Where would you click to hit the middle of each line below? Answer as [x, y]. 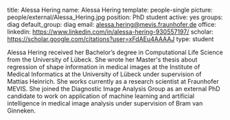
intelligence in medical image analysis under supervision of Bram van [105, 103]
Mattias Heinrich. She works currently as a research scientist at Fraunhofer [113, 81]
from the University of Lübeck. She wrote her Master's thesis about [102, 60]
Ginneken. [22, 110]
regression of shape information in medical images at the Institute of [104, 67]
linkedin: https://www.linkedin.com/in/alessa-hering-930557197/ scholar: [111, 32]
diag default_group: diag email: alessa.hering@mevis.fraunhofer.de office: [112, 24]
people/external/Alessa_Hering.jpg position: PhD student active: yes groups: [115, 17]
